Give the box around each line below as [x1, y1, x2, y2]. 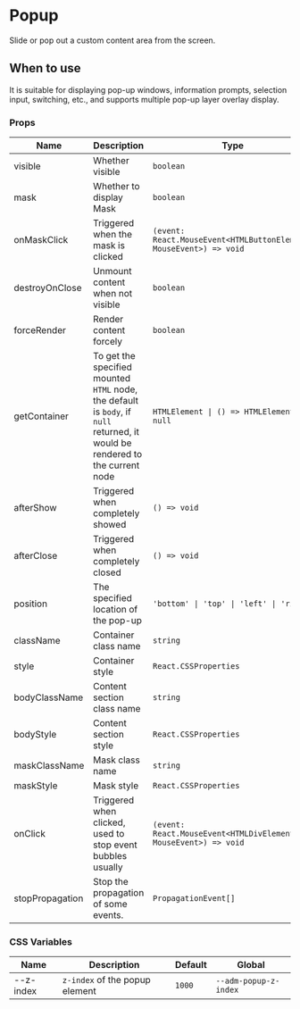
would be [93, 437, 132, 449]
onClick [13, 828, 46, 840]
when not [93, 288, 132, 300]
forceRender [13, 324, 67, 337]
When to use [9, 61, 82, 76]
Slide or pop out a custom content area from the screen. [9, 35, 216, 46]
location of [93, 604, 138, 616]
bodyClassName [13, 691, 84, 704]
